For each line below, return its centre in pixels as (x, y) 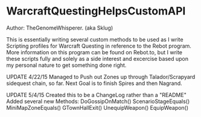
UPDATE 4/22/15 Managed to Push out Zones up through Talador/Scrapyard (101, 77)
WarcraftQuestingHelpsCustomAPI (96, 11)
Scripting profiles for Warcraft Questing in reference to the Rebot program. (99, 46)
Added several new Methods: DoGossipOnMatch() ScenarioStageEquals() (98, 101)
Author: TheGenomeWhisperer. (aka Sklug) (60, 28)
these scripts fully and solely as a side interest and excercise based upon (97, 58)
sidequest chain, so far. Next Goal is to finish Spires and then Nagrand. (94, 83)
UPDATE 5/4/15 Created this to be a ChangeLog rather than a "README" (97, 95)
